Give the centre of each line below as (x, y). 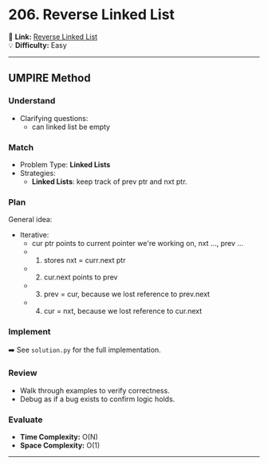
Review (23, 373)
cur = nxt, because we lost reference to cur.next (123, 311)
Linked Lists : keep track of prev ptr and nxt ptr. (109, 182)
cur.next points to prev (81, 277)
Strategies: (37, 173)
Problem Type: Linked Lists (65, 164)
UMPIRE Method (49, 78)
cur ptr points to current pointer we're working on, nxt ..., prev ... (138, 244)
